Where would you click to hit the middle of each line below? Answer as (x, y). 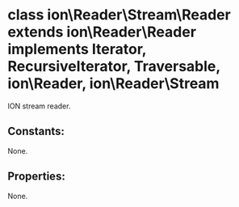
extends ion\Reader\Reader (102, 32)
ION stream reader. (39, 106)
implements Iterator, (77, 49)
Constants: (36, 131)
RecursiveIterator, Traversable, (114, 67)
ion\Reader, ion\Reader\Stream (113, 84)
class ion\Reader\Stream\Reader (119, 15)
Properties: (36, 177)
